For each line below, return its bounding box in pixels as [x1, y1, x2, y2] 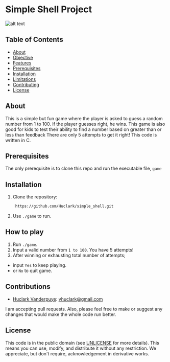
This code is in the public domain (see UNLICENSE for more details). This [5, 340, 159, 346]
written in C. [5, 137, 31, 143]
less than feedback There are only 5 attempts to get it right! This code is [5, 131, 157, 138]
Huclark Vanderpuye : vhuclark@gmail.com [12, 296, 103, 302]
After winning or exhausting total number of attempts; [12, 252, 126, 258]
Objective [12, 54, 33, 60]
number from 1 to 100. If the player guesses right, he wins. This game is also [5, 121, 165, 127]
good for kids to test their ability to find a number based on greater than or [5, 126, 162, 132]
